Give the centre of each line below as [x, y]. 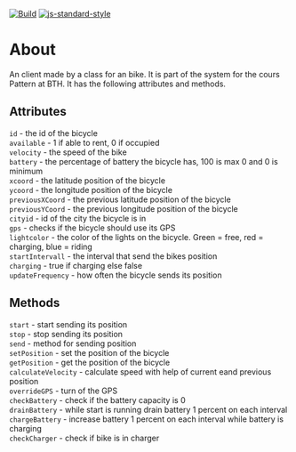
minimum [26, 171]
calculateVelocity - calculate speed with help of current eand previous [140, 371]
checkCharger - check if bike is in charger [84, 438]
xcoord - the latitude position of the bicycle [88, 180]
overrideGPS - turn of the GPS [64, 391]
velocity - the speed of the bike [68, 152]
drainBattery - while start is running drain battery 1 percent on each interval [148, 409]
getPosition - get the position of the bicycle [90, 362]
